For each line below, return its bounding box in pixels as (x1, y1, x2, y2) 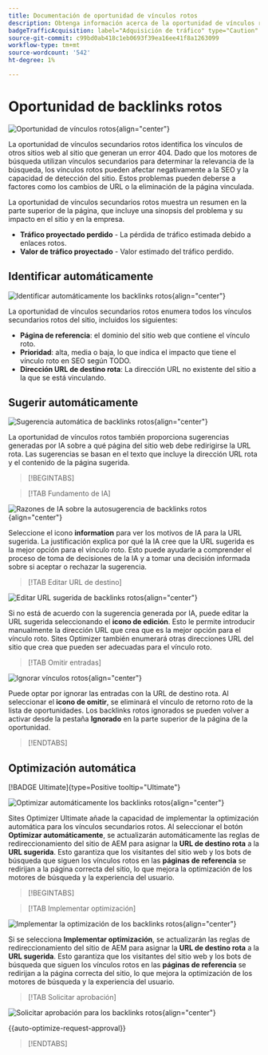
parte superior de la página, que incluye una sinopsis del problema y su (8, 205, 243, 215)
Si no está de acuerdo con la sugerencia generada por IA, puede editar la (8, 608, 249, 618)
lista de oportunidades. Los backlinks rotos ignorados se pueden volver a (8, 705, 250, 715)
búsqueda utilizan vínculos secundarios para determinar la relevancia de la (8, 156, 254, 166)
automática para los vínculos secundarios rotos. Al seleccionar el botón (8, 822, 243, 832)
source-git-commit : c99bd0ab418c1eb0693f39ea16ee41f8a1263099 (8, 34, 219, 42)
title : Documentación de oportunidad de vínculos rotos (8, 11, 198, 20)
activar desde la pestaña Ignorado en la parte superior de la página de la (8, 714, 248, 724)
